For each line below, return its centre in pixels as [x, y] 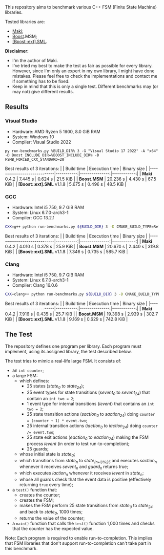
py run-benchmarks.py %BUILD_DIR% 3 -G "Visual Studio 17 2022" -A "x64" [82, 151]
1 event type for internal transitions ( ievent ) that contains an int [90, 404]
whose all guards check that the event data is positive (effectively [85, 480]
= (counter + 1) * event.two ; [57, 421]
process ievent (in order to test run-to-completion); [78, 444]
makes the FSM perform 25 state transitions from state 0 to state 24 [86, 506]
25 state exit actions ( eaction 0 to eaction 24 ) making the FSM [88, 438]
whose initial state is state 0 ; [47, 455]
